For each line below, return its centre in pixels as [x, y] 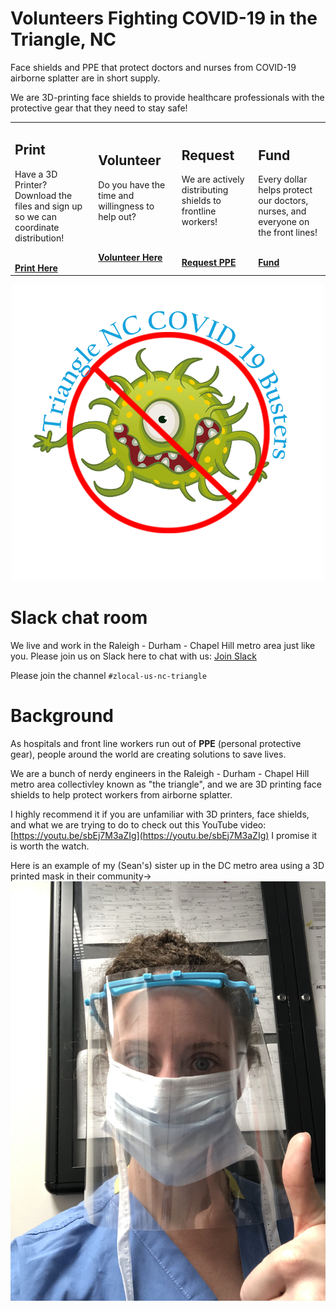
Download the [43, 195]
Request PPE [209, 262]
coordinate [37, 227]
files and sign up [48, 206]
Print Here [36, 268]
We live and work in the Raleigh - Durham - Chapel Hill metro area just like [163, 645]
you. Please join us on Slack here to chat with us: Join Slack [133, 656]
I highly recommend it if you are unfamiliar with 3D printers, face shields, [160, 814]
